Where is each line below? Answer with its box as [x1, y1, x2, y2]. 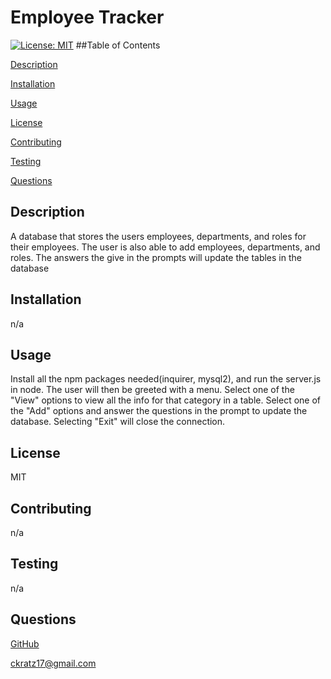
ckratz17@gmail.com [10, 657, 97, 669]
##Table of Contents [75, 39, 161, 51]
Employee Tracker [10, 6, 165, 29]
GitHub [10, 637, 40, 650]
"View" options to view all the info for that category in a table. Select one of [10, 394, 322, 406]
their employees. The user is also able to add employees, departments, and [10, 241, 321, 253]
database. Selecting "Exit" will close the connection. [10, 416, 226, 428]
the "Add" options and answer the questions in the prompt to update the [10, 405, 308, 417]
